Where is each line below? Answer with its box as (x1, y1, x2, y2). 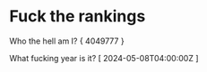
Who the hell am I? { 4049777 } (9, 36, 125, 46)
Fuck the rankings (9, 6, 146, 27)
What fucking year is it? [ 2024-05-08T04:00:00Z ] (9, 52, 199, 63)
